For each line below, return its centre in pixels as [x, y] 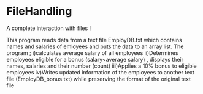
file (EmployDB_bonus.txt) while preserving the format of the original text [99, 79]
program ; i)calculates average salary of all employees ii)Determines [93, 52]
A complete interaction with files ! [49, 28]
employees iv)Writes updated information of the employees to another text [101, 72]
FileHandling [39, 11]
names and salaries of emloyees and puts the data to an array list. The [95, 46]
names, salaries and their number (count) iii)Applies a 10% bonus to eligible [102, 66]
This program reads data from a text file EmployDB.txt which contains [94, 40]
